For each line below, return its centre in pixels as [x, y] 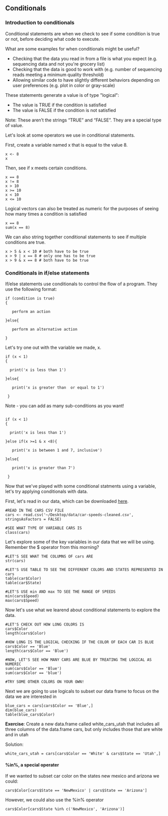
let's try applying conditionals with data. [47, 491]
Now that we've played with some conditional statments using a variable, [81, 486]
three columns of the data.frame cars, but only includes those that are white [84, 729]
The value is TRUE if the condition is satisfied [59, 105]
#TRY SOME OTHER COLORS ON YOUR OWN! [45, 682]
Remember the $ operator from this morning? [52, 547]
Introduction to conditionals [40, 23]
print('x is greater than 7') [44, 468]
